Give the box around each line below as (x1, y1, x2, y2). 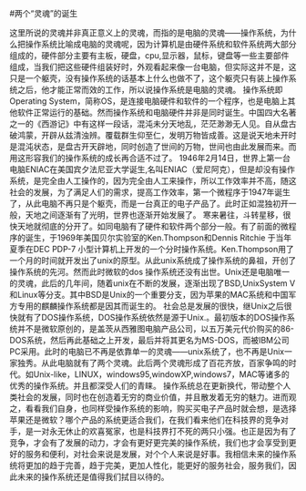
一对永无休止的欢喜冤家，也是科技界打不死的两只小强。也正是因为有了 (33, 426, 297, 436)
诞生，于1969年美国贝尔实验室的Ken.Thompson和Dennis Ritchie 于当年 (25, 232, 292, 243)
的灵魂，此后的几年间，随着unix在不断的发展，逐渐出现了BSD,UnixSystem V (9, 278, 296, 289)
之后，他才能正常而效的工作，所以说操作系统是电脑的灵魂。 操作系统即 (16, 85, 283, 95)
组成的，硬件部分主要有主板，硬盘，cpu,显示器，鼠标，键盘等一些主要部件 (9, 50, 290, 61)
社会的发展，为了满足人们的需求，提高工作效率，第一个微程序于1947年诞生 (9, 187, 291, 198)
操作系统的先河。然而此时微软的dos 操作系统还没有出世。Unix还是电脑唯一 (9, 267, 291, 277)
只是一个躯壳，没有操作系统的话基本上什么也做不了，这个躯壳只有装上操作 (9, 73, 289, 84)
